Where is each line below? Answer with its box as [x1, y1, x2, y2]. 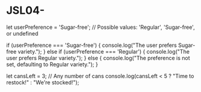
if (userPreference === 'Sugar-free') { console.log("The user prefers [6, 41, 177, 49]
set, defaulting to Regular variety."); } [6, 61, 98, 68]
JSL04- [6, 4, 45, 17]
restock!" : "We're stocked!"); [6, 79, 80, 86]
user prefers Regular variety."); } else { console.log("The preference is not [6, 54, 190, 61]
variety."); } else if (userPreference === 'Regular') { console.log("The [18, 48, 190, 55]
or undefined [6, 29, 39, 37]
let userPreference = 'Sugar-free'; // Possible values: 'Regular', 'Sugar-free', [6, 23, 195, 31]
